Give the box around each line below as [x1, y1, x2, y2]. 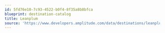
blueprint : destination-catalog [4, 12, 71, 16]
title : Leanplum [4, 16, 38, 21]
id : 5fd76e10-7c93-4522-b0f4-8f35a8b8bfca [4, 7, 93, 12]
